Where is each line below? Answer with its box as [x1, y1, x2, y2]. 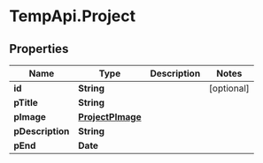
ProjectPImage [78, 111, 142, 122]
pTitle [13, 97, 38, 108]
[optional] [208, 82, 250, 94]
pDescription [13, 125, 70, 137]
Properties [9, 41, 69, 56]
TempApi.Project [9, 6, 135, 26]
